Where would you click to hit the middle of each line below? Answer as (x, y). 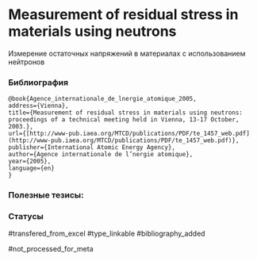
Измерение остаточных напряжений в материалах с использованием (127, 53)
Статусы (26, 217)
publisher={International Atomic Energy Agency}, (92, 148)
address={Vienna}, (38, 106)
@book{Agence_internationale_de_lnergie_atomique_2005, (102, 99)
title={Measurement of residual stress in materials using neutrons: (126, 113)
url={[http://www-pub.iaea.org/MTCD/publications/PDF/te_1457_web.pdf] (129, 134)
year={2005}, (30, 161)
